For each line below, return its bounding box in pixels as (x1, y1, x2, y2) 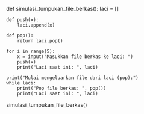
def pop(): (6, 33, 34, 39)
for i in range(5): (6, 48, 55, 54)
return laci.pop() (17, 38, 63, 44)
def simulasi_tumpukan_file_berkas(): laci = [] (6, 5, 119, 12)
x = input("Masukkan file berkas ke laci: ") (17, 54, 134, 60)
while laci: (6, 80, 36, 86)
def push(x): (6, 17, 39, 23)
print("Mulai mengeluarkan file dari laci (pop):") (6, 75, 139, 81)
